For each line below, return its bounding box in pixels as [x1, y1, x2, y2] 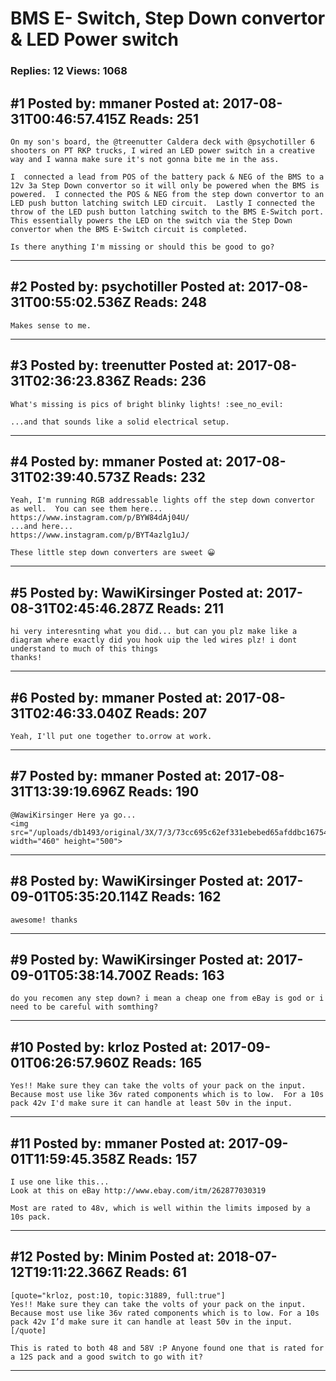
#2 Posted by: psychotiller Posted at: [10, 278, 246, 296]
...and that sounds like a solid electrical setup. [10, 417, 230, 427]
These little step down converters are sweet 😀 [10, 548, 216, 558]
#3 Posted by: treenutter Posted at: [10, 357, 234, 374]
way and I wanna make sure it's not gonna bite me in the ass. [10, 154, 280, 164]
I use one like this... [10, 1177, 110, 1187]
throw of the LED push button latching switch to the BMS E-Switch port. [10, 207, 325, 217]
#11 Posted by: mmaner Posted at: [10, 1135, 226, 1152]
